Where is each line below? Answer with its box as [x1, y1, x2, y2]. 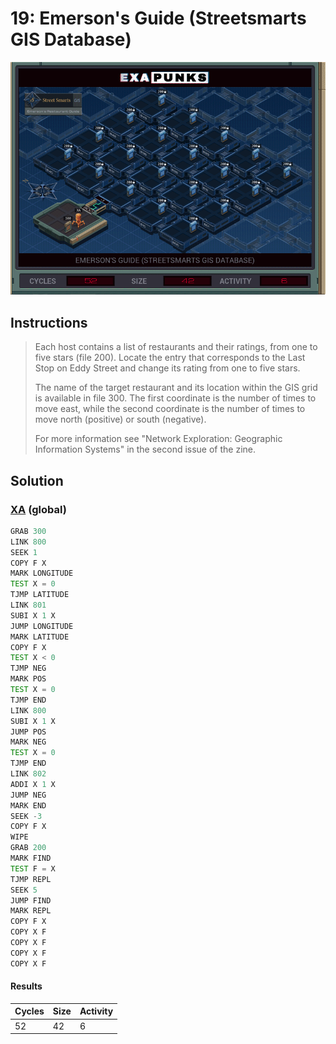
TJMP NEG [10, 663, 47, 674]
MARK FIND [10, 853, 52, 863]
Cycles [14, 1005, 45, 1017]
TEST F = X [10, 863, 56, 874]
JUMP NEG [10, 790, 47, 800]
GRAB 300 [10, 526, 47, 536]
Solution [10, 472, 64, 489]
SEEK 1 [10, 547, 38, 557]
